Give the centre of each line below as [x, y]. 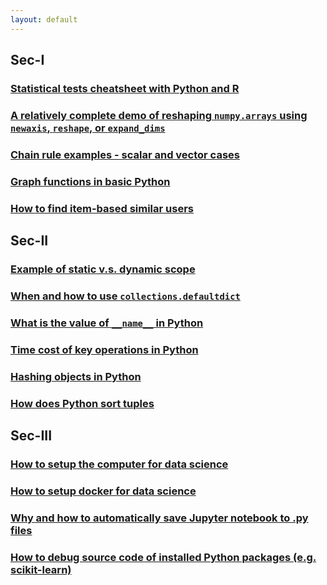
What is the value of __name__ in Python [107, 323]
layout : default [44, 19]
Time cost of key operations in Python [104, 349]
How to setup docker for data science [103, 491]
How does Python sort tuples [82, 403]
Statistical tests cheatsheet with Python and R [125, 88]
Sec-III [31, 435]
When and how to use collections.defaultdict [125, 296]
